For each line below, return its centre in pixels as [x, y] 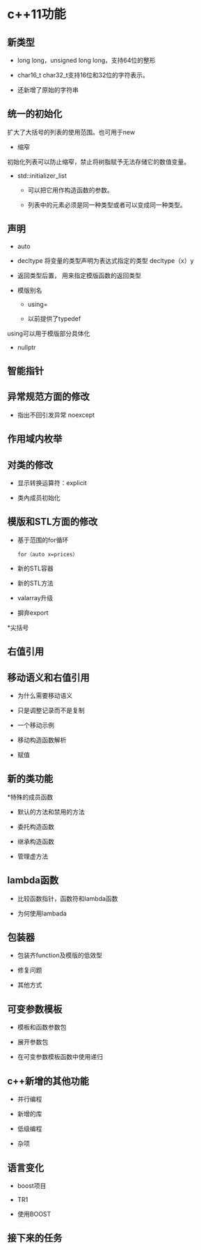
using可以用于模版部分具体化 [49, 333]
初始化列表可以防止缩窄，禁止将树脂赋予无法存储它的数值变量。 [98, 162]
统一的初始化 [35, 114]
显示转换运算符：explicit [52, 483]
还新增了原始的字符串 [48, 90]
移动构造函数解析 [42, 740]
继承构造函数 [35, 841]
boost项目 [32, 1185]
